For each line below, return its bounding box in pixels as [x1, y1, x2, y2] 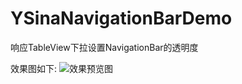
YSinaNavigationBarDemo [10, 7, 233, 30]
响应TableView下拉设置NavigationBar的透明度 [10, 41, 199, 53]
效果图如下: [10, 62, 58, 74]
